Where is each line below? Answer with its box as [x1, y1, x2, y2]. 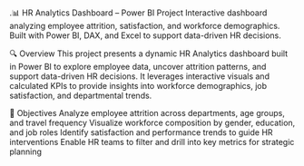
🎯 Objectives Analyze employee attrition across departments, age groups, [9, 108, 286, 118]
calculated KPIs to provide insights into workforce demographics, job [9, 81, 268, 91]
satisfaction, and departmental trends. [9, 90, 152, 101]
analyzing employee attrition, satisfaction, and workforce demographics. [9, 21, 280, 31]
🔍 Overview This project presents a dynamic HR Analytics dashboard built [9, 48, 289, 59]
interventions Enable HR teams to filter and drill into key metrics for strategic [9, 137, 295, 147]
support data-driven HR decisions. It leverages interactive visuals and [9, 71, 270, 82]
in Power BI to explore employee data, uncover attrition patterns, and [9, 62, 267, 72]
